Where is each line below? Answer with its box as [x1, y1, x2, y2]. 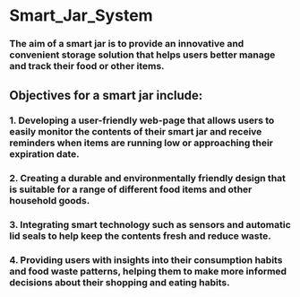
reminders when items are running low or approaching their [9, 136, 273, 149]
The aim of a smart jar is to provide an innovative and [9, 38, 244, 50]
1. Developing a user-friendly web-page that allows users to [9, 114, 275, 127]
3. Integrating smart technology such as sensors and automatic [9, 219, 291, 231]
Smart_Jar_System [9, 5, 154, 26]
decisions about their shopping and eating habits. [9, 276, 230, 289]
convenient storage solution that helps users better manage [9, 48, 276, 61]
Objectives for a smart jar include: [9, 87, 203, 103]
